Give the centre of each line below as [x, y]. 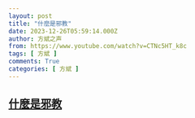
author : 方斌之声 [35, 39]
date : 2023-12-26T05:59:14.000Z [63, 31]
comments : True [34, 62]
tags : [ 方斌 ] [33, 54]
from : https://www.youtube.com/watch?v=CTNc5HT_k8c [97, 46]
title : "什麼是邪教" [40, 24]
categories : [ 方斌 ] [44, 69]
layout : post [30, 16]
